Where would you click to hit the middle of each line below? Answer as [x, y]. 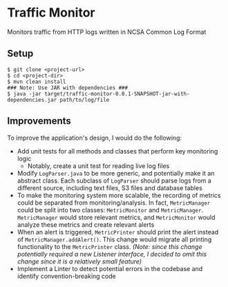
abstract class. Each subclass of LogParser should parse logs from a [114, 180]
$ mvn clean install [37, 82]
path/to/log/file [85, 100]
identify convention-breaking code [66, 276]
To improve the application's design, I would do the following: [94, 138]
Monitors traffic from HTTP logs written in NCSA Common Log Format [107, 32]
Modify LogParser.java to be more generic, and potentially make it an [116, 173]
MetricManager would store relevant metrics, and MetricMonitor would [116, 217]
